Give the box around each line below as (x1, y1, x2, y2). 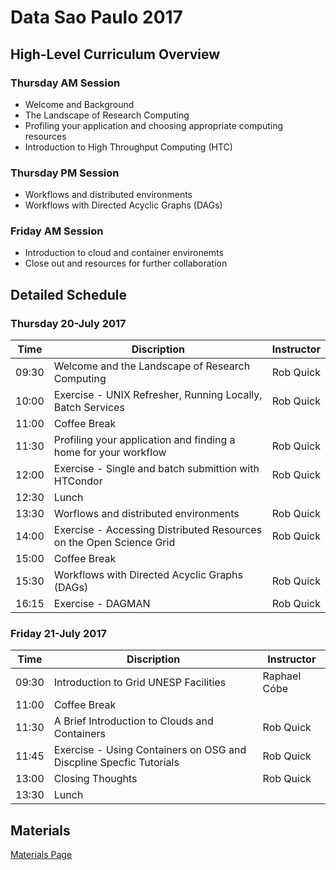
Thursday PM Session (10, 166, 120, 180)
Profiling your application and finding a (53, 433, 236, 447)
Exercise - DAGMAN (53, 597, 151, 611)
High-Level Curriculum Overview (10, 46, 221, 63)
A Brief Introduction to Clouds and (53, 714, 214, 728)
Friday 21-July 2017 (10, 627, 107, 641)
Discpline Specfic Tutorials (53, 756, 180, 770)
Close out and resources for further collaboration (24, 257, 228, 270)
